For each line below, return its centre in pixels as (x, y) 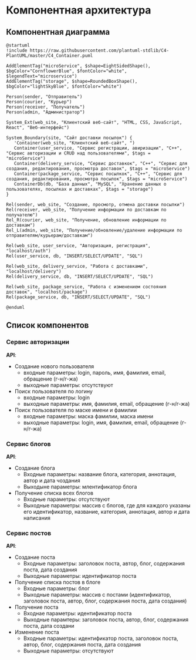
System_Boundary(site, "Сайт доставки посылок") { (69, 138)
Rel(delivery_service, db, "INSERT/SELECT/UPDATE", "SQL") (80, 277)
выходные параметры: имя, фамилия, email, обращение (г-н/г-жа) (107, 403)
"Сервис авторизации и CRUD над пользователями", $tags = (78, 153)
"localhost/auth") (28, 251)
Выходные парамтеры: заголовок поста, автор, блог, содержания (106, 619)
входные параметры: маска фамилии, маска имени (88, 416)
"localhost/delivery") (34, 271)
